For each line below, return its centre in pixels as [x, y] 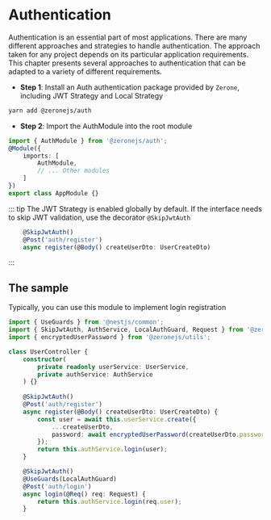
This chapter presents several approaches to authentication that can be [127, 63]
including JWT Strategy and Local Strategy [92, 95]
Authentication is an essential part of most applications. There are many [128, 37]
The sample [39, 288]
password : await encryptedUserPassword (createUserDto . [146, 434]
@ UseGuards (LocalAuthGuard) [70, 479]
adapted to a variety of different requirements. [85, 71]
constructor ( [45, 359]
